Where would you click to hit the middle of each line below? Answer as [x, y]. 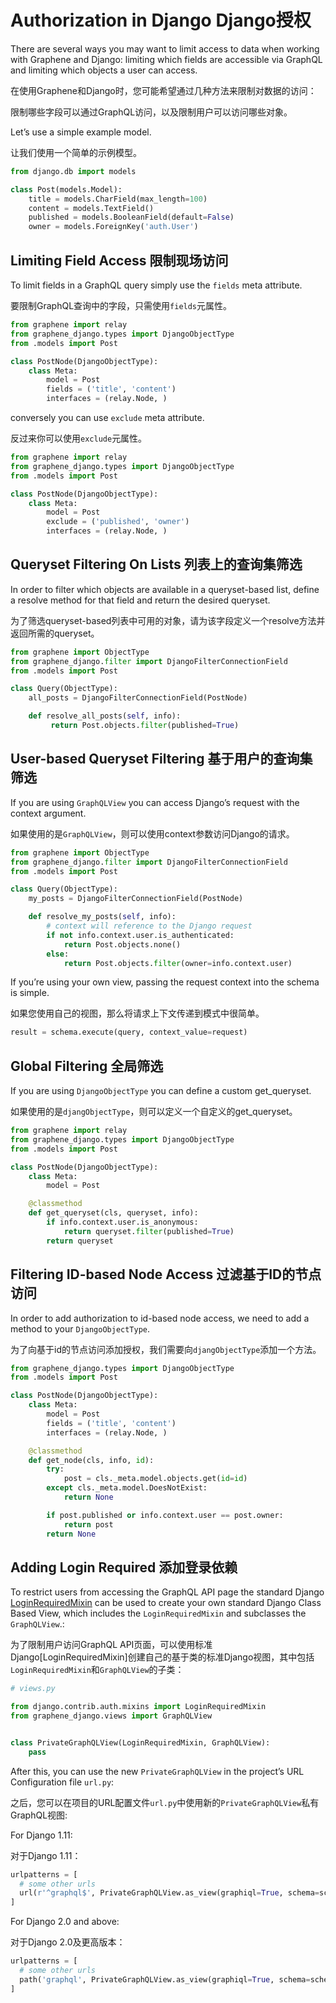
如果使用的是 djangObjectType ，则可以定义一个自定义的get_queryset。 [154, 1112]
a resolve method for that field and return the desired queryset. [140, 600]
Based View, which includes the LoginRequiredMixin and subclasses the [158, 1613]
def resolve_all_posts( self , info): [105, 716]
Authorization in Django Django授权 [161, 20]
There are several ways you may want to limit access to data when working [165, 48]
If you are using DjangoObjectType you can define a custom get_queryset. [161, 1091]
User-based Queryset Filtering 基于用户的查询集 [161, 759]
